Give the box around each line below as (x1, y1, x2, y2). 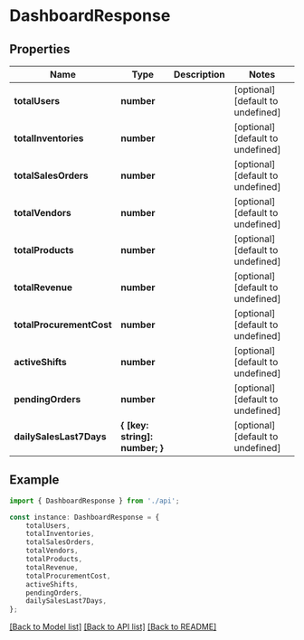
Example (9, 472, 60, 488)
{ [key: (120, 419, 149, 431)
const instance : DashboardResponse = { (9, 513, 160, 522)
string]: (120, 430, 154, 443)
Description (173, 69, 225, 80)
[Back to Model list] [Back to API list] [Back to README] (9, 621, 217, 633)
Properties (9, 42, 71, 57)
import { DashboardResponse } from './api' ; (9, 496, 180, 505)
